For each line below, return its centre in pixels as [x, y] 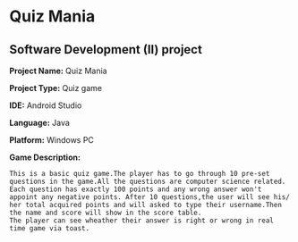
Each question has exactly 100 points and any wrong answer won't [136, 189]
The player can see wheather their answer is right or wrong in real [142, 221]
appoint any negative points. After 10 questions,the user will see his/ [150, 197]
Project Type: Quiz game [56, 88]
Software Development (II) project [106, 50]
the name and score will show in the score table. [106, 213]
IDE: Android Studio [46, 105]
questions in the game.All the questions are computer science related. [148, 181]
